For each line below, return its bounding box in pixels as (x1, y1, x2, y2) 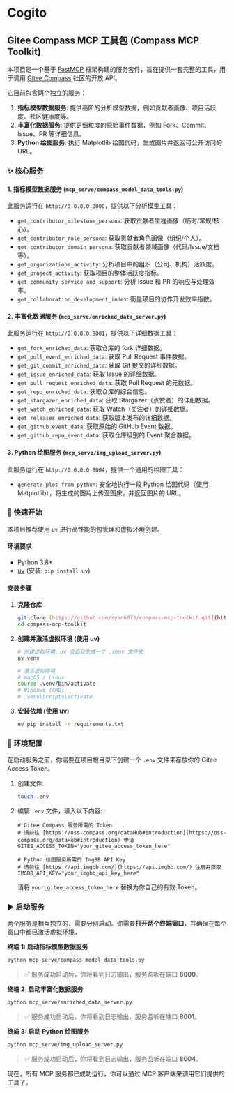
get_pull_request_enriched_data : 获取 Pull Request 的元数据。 (17, 379, 197, 387)
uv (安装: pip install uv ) (17, 566, 91, 575)
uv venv (17, 654, 40, 662)
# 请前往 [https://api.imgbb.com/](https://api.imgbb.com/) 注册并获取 (17, 864, 221, 871)
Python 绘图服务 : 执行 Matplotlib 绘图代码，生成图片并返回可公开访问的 (17, 138, 223, 146)
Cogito (7, 5, 47, 21)
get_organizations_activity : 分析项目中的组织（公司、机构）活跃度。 (17, 260, 218, 269)
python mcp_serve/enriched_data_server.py (7, 999, 132, 1006)
